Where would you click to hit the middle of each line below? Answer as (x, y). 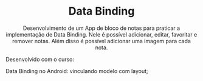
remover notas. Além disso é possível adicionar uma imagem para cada (101, 41)
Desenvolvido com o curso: (40, 59)
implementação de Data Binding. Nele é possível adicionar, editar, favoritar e (101, 34)
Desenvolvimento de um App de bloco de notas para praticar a (101, 28)
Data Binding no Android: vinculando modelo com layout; (77, 71)
